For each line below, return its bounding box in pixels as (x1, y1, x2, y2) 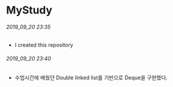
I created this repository (14, 42, 73, 49)
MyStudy (6, 4, 53, 17)
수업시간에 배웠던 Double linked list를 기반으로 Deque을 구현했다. (14, 74, 168, 81)
